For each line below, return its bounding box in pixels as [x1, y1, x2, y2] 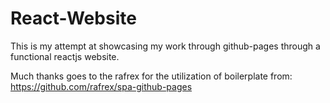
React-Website [10, 7, 137, 30]
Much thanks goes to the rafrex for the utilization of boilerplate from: [10, 70, 293, 82]
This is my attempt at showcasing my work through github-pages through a [10, 40, 321, 52]
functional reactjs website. [10, 50, 120, 62]
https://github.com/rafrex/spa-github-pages [10, 80, 193, 92]
